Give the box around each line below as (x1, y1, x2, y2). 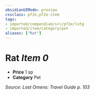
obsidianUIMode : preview (5, 7, 57, 13)
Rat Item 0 (5, 52, 49, 64)
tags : (5, 17, 17, 22)
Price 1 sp (12, 69, 34, 75)
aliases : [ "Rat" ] (5, 31, 42, 36)
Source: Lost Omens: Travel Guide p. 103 (5, 84, 90, 90)
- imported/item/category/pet (5, 26, 69, 31)
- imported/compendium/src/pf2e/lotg (5, 21, 84, 27)
